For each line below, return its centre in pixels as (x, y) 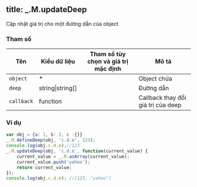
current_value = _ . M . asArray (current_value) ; (73, 157)
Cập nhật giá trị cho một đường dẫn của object (62, 23)
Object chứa (155, 79)
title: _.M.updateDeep (47, 10)
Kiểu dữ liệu (58, 62)
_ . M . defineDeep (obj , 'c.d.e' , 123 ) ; (51, 140)
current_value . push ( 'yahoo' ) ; (54, 162)
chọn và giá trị (108, 62)
